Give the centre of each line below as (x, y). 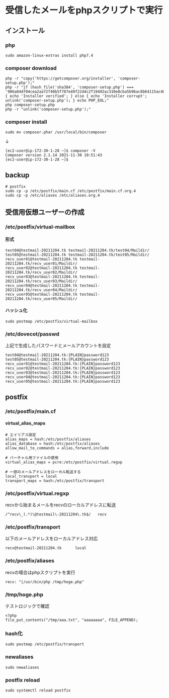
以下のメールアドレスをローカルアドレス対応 (52, 539)
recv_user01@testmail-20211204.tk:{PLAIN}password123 (63, 364)
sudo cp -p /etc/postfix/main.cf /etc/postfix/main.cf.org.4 (71, 191)
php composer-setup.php (30, 105)
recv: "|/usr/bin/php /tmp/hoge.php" (45, 582)
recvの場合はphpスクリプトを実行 (40, 572)
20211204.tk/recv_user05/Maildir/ (41, 299)
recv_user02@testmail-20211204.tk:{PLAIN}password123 (63, 368)
